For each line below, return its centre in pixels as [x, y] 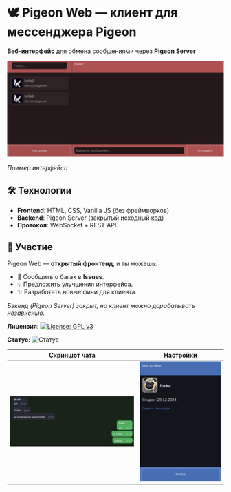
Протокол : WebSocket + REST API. [68, 225]
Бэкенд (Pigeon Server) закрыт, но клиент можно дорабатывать [101, 306]
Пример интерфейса [37, 168]
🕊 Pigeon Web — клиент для [92, 13]
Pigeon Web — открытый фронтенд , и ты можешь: [82, 264]
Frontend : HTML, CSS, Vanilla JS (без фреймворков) [93, 211]
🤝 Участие [30, 247]
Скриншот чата [73, 355]
